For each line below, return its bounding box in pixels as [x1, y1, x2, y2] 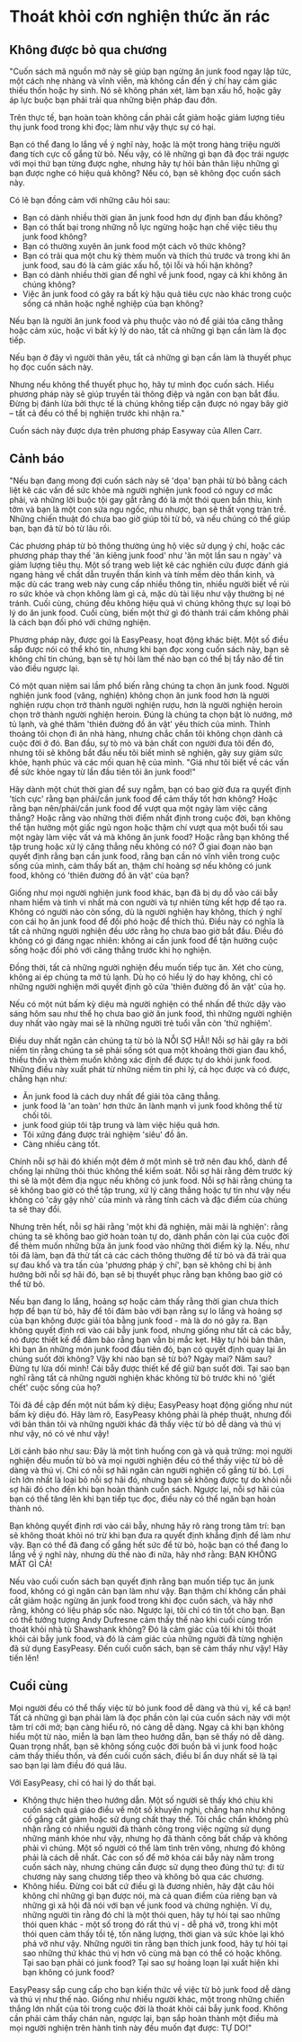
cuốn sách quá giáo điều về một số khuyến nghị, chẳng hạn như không [22, 1804, 286, 1814]
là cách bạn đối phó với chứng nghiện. [9, 616, 151, 627]
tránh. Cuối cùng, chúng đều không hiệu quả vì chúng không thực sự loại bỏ [9, 597, 291, 608]
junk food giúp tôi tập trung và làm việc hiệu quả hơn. [22, 1119, 220, 1130]
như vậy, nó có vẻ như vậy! [9, 1428, 110, 1438]
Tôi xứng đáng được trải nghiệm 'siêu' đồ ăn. [22, 1129, 189, 1140]
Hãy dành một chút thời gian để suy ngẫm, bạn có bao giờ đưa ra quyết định [9, 784, 292, 794]
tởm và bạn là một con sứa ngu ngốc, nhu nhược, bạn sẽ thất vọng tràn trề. [9, 504, 287, 515]
